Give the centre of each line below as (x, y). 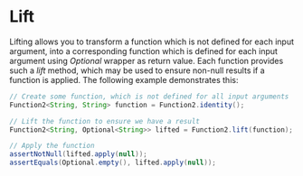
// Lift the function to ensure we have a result (105, 121)
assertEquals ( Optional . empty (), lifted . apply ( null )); (113, 163)
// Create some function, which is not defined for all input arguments (149, 97)
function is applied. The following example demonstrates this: (124, 79)
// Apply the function (52, 146)
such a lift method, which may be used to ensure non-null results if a (137, 70)
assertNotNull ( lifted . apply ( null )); (78, 154)
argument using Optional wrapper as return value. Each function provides (147, 60)
